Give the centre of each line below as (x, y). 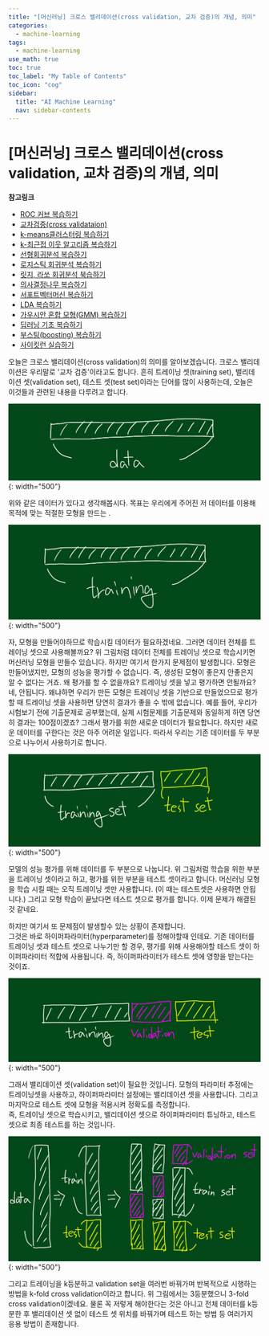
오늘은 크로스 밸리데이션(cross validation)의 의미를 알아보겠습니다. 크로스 (123, 362)
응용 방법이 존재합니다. (44, 1324)
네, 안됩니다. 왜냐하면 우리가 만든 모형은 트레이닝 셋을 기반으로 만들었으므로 (126, 692)
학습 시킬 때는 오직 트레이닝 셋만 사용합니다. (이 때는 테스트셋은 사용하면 (129, 889)
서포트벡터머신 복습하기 (56, 295)
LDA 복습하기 (41, 304)
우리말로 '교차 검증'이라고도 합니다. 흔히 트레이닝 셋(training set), (131, 372)
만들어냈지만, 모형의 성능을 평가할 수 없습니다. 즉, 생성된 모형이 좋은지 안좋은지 (131, 672)
